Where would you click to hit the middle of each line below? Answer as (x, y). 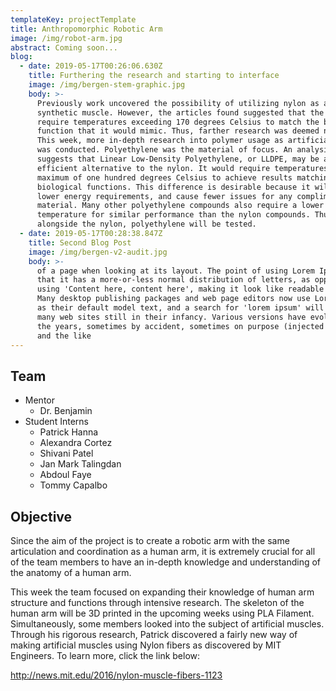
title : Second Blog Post (80, 242)
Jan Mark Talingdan (80, 464)
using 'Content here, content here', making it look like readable (180, 289)
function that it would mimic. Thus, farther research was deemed (178, 131)
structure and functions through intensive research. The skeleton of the (157, 602)
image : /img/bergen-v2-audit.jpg (98, 252)
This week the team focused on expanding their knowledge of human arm (162, 592)
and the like (64, 336)
